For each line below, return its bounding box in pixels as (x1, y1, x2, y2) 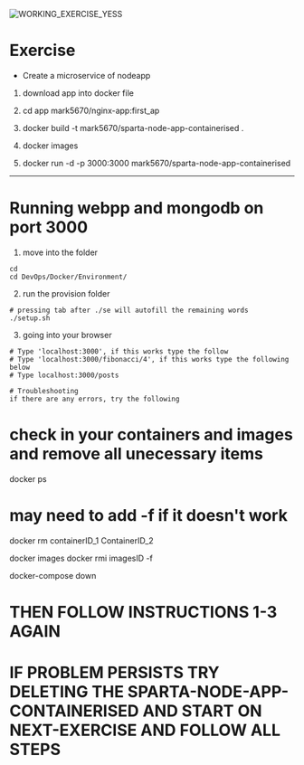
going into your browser (22, 329, 112, 340)
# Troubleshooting (9, 386, 79, 395)
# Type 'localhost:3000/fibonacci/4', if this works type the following (9, 354, 290, 364)
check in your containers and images (9, 425, 294, 445)
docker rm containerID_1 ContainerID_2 (9, 534, 154, 546)
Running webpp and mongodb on (9, 198, 264, 219)
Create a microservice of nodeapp (22, 70, 151, 80)
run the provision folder (22, 288, 110, 298)
